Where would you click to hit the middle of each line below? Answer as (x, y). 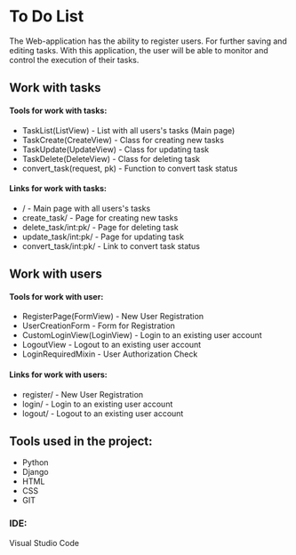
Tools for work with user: (56, 296)
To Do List (47, 16)
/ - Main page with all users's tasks (86, 208)
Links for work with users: (59, 374)
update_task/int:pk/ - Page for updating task (103, 237)
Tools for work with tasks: (58, 110)
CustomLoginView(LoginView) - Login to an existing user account (142, 335)
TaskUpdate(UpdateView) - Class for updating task (116, 149)
